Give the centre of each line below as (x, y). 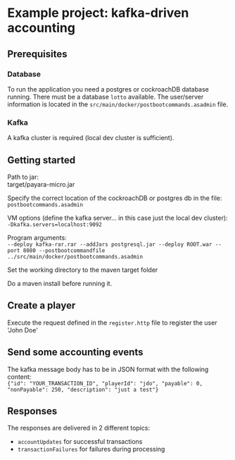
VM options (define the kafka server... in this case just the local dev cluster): (118, 218)
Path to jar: (23, 177)
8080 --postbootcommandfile (64, 250)
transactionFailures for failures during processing (91, 449)
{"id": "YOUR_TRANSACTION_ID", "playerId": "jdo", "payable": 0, (105, 383)
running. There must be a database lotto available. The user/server (106, 97)
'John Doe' (23, 330)
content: (19, 377)
